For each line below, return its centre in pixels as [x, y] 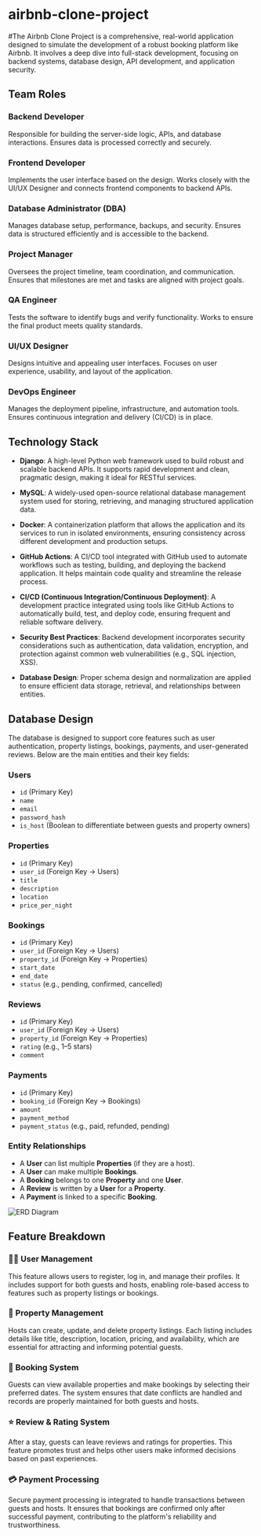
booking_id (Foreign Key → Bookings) [80, 1101]
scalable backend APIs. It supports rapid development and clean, [124, 469]
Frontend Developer [47, 163]
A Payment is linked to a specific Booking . [88, 1196]
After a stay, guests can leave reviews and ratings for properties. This [120, 1442]
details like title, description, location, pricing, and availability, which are [124, 1339]
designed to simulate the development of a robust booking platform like [123, 44]
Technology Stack [53, 442]
